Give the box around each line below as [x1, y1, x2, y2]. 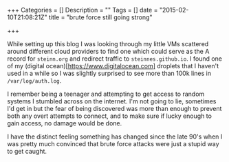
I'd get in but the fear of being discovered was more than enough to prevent [7, 105, 222, 112]
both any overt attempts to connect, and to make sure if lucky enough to [7, 112, 212, 120]
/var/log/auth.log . [7, 77, 62, 85]
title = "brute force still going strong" [48, 13, 153, 21]
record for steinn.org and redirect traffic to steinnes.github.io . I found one [7, 54, 222, 63]
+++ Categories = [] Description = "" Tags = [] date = [7, 6, 158, 14]
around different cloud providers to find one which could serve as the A [7, 48, 210, 55]
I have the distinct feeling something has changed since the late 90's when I [7, 132, 223, 141]
